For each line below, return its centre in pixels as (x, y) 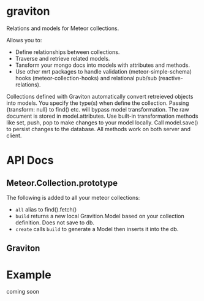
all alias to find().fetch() (46, 209)
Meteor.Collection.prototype (62, 183)
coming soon (23, 292)
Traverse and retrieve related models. (62, 58)
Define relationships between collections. (67, 52)
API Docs (30, 160)
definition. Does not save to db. (55, 223)
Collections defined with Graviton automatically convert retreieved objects (100, 96)
